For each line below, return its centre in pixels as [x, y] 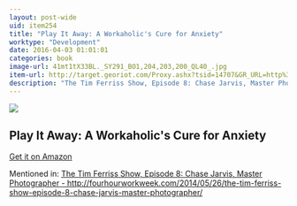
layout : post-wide [43, 17]
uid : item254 [33, 26]
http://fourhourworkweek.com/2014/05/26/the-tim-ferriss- [174, 183]
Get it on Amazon [41, 156]
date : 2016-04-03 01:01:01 [59, 50]
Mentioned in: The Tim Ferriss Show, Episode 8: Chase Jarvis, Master [136, 174]
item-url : [27, 75]
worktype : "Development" [55, 42]
